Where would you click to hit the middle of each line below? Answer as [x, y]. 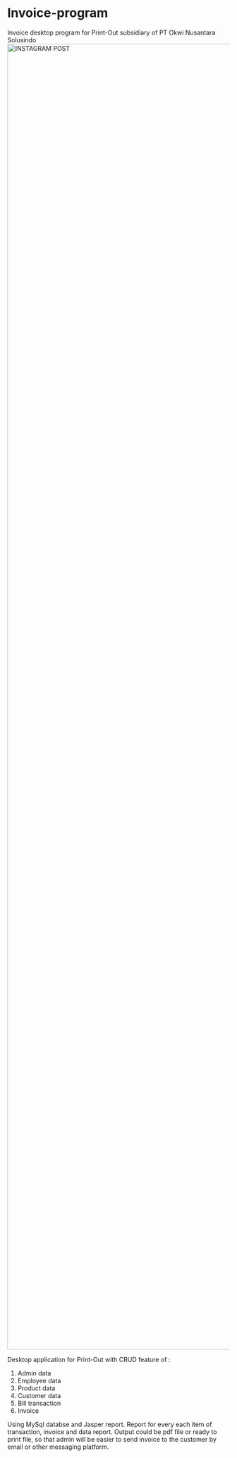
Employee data [39, 1380]
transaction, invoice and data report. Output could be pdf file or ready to [112, 1432]
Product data [36, 1388]
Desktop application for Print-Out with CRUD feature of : [89, 1359]
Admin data [34, 1373]
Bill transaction [39, 1403]
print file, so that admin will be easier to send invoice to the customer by [112, 1439]
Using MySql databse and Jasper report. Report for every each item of [110, 1424]
